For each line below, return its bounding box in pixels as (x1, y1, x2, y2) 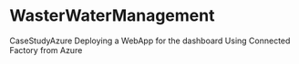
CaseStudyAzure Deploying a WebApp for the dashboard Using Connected (9, 35, 291, 46)
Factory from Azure (9, 44, 83, 55)
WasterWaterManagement (9, 5, 215, 26)
